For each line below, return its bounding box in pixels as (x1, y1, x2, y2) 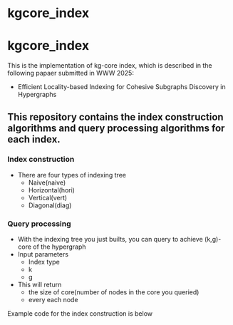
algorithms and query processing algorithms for (7, 122, 225, 134)
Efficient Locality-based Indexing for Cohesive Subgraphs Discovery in (17, 83, 226, 91)
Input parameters (17, 250, 69, 259)
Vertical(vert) (28, 193, 68, 202)
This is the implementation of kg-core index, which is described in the (7, 61, 212, 70)
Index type (28, 258, 61, 267)
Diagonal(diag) (28, 201, 72, 210)
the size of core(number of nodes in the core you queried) (28, 288, 200, 296)
